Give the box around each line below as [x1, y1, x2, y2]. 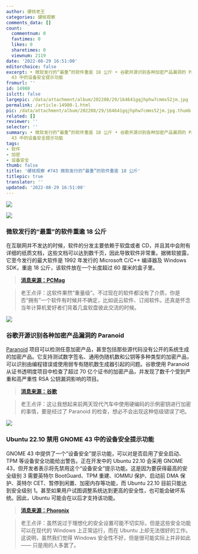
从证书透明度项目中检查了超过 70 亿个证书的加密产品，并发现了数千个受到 [6, 368, 186, 375]
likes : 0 [11, 42, 33, 48]
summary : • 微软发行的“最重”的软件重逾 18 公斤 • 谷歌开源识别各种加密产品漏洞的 [6, 129, 187, 136]
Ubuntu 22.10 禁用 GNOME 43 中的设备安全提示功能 [6, 435, 154, 443]
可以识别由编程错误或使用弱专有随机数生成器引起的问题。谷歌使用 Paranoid [6, 361, 190, 368]
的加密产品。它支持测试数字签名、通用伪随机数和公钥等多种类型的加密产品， [6, 353, 192, 361]
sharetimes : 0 [11, 47, 46, 53]
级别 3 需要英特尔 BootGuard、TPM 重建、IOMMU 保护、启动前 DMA [11, 472, 179, 479]
